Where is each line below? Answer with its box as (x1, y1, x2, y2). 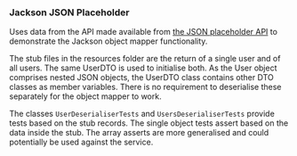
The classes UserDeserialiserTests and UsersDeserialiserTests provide (9, 109, 276, 119)
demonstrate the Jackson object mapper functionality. (9, 36, 208, 46)
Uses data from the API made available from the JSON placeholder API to (9, 27, 278, 37)
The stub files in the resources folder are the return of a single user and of (9, 53, 281, 64)
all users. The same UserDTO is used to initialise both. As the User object (9, 62, 277, 73)
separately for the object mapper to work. (9, 91, 162, 102)
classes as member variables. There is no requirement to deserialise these (9, 82, 282, 93)
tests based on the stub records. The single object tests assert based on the (9, 118, 289, 128)
